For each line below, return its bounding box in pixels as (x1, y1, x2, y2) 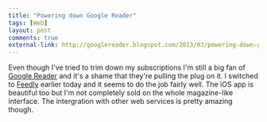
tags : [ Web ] (8, 19, 48, 27)
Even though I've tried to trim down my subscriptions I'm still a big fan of (8, 63, 246, 72)
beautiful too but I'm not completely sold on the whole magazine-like (8, 88, 234, 97)
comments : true (8, 33, 59, 42)
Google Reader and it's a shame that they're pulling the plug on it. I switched (8, 71, 258, 81)
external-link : (8, 41, 59, 49)
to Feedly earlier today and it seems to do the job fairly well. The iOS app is (8, 80, 254, 90)
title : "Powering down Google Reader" (8, 11, 137, 20)
